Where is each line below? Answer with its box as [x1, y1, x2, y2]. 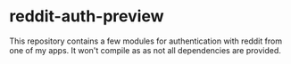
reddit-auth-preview [9, 6, 164, 27]
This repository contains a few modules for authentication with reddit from [9, 36, 283, 46]
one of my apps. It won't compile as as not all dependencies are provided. [9, 44, 281, 55]
